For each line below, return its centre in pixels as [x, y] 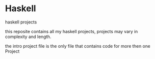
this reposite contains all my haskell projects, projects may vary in [72, 31]
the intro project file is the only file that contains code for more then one [78, 46]
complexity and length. [28, 37]
